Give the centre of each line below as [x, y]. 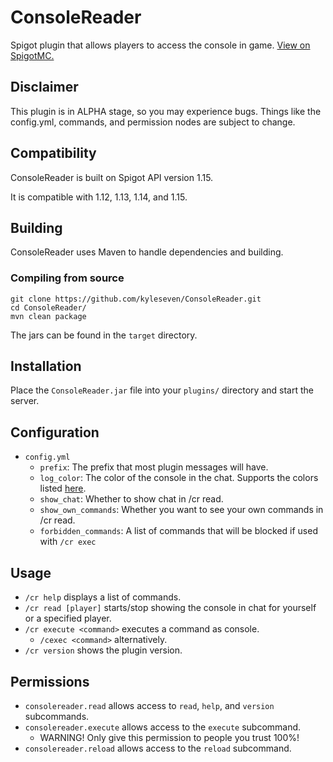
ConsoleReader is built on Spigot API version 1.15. [112, 177]
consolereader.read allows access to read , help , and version [149, 705]
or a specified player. [68, 618]
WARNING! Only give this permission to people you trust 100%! [169, 737]
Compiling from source [67, 278]
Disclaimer [44, 87]
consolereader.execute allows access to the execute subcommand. [163, 727]
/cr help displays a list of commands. [103, 597]
